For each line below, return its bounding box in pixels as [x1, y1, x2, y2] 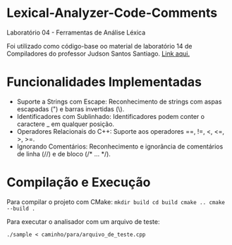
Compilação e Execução [6, 175, 151, 191]
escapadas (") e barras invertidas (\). [16, 104, 125, 113]
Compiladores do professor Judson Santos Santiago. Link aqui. [6, 49, 190, 58]
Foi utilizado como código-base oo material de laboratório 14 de [6, 42, 193, 50]
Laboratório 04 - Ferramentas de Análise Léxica [6, 28, 146, 37]
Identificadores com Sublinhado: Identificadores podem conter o [16, 112, 205, 120]
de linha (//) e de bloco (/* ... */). [16, 149, 111, 158]
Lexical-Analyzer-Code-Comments [6, 5, 218, 21]
